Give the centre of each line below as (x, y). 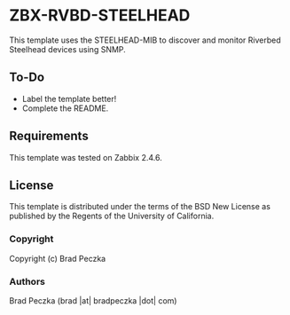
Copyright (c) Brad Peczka (58, 258)
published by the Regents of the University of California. (112, 216)
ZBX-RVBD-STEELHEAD (100, 16)
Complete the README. (65, 108)
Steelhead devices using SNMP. (67, 49)
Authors (27, 281)
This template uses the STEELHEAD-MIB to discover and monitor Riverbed (145, 40)
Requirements (49, 136)
